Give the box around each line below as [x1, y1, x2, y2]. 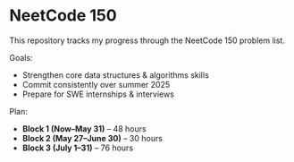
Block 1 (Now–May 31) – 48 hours [21, 123, 147, 134]
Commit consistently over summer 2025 [21, 79, 171, 90]
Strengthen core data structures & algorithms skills [21, 69, 210, 81]
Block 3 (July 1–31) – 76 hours [21, 142, 134, 153]
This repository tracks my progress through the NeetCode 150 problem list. [9, 35, 286, 46]
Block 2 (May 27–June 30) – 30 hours [21, 132, 164, 143]
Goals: [9, 52, 33, 63]
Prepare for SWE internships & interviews [21, 89, 174, 99]
